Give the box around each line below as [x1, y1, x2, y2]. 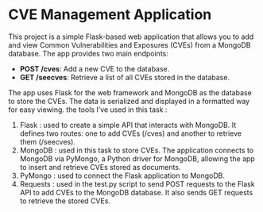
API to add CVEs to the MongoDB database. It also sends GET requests [19, 187, 253, 197]
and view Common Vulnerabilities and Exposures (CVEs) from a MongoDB [8, 40, 251, 49]
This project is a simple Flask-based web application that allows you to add [8, 32, 254, 41]
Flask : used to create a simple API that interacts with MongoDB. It [19, 120, 237, 129]
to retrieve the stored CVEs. [19, 196, 111, 206]
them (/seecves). [19, 137, 75, 146]
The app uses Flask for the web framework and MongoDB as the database [8, 87, 252, 97]
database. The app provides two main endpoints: [8, 48, 168, 58]
